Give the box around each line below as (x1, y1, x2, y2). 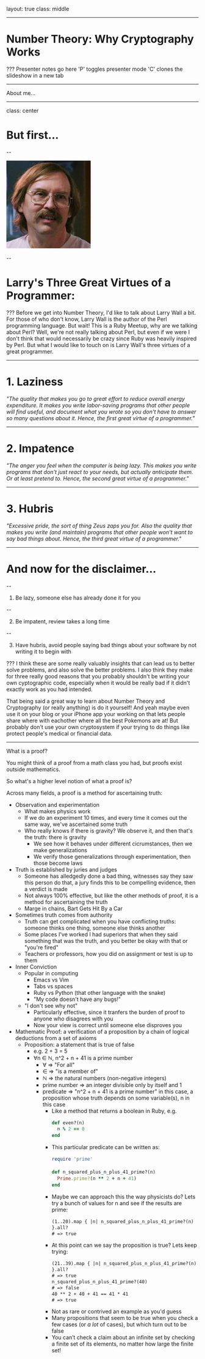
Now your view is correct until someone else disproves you (33, 1021, 182, 1028)
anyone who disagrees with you (33, 1015, 114, 1022)
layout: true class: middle (6, 5, 70, 12)
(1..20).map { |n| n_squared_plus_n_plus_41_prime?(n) (51, 1218, 194, 1225)
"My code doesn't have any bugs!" (33, 995, 121, 1003)
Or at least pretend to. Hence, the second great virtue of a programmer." (6, 475, 189, 482)
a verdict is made (24, 885, 68, 892)
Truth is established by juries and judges (15, 866, 117, 873)
